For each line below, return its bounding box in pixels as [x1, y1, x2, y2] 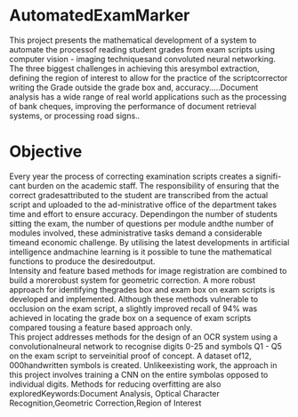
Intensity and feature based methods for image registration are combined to [9, 265, 287, 276]
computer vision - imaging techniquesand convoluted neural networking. [9, 53, 276, 64]
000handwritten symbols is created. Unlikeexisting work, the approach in [9, 359, 278, 370]
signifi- [254, 171, 282, 181]
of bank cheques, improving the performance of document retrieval [9, 100, 257, 111]
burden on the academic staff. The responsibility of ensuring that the [27, 180, 280, 191]
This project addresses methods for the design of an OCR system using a [9, 331, 278, 342]
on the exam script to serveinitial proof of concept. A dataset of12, [9, 350, 252, 361]
